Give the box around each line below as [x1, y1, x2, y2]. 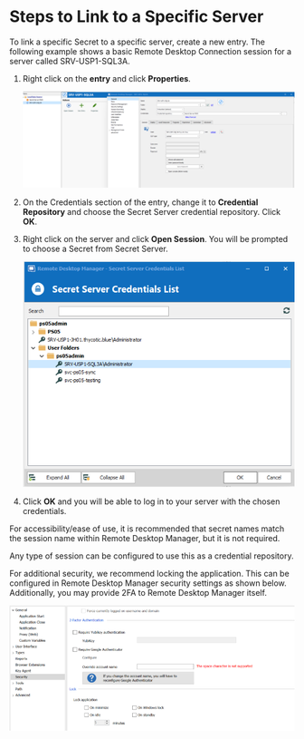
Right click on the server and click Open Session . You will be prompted [22, 234, 289, 245]
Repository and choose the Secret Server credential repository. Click [22, 207, 281, 218]
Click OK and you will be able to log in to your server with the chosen [22, 496, 280, 507]
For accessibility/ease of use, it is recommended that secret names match [9, 523, 285, 534]
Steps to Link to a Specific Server [9, 6, 264, 27]
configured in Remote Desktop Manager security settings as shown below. [9, 578, 287, 588]
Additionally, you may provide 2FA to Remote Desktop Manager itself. [9, 587, 267, 598]
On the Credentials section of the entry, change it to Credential [22, 197, 259, 208]
